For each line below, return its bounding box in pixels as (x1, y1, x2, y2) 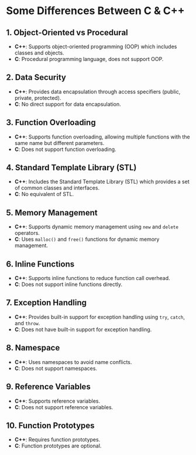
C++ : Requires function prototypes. (14, 436, 101, 443)
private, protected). (14, 94, 61, 101)
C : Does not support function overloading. (14, 146, 116, 153)
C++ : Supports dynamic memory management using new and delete (14, 223, 178, 230)
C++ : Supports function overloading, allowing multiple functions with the (14, 133, 190, 140)
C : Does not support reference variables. (14, 403, 114, 410)
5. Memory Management (6, 207, 98, 218)
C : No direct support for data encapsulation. (14, 100, 121, 107)
